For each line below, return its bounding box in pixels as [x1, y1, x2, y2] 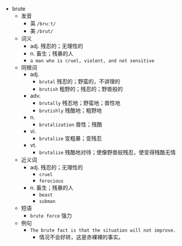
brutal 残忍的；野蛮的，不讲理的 [39, 78, 121, 85]
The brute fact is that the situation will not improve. [30, 227, 176, 233]
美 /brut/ [30, 27, 54, 34]
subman [39, 198, 56, 204]
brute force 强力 [30, 212, 72, 219]
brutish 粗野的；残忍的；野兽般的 [39, 86, 124, 92]
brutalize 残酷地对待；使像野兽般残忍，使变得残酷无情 [39, 149, 176, 156]
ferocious [39, 178, 64, 184]
